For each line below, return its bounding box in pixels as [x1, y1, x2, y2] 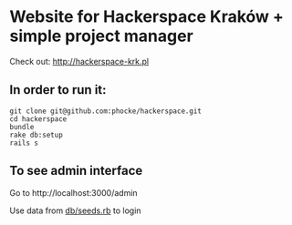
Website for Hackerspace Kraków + [9, 6, 285, 27]
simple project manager [9, 26, 193, 46]
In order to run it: [9, 82, 107, 97]
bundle [9, 122, 35, 131]
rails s [9, 138, 39, 148]
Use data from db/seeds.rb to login [9, 205, 141, 216]
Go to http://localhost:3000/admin [9, 187, 139, 198]
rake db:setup [9, 130, 64, 139]
